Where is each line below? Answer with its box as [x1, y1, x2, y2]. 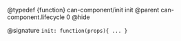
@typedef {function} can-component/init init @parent [7, 6, 160, 14]
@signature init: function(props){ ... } [7, 27, 128, 34]
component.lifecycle [7, 13, 65, 21]
